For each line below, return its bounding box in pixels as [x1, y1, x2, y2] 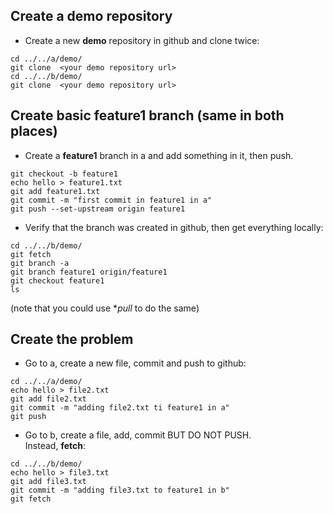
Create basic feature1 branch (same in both [10, 107, 285, 124]
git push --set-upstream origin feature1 [10, 204, 186, 214]
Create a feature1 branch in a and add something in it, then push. [24, 149, 294, 161]
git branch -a [10, 258, 70, 268]
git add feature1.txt [10, 186, 101, 196]
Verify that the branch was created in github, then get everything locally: [24, 221, 324, 233]
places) [10, 123, 58, 140]
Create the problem [10, 331, 134, 348]
